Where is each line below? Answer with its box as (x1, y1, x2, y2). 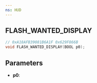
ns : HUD (5, 7, 22, 13)
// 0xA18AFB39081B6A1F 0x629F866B (5, 40, 79, 45)
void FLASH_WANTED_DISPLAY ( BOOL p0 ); (5, 44, 85, 50)
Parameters (5, 59, 43, 67)
